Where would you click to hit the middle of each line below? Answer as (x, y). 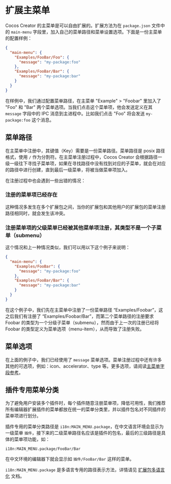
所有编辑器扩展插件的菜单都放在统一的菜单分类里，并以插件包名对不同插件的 (85, 409)
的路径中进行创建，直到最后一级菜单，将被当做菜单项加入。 (68, 170)
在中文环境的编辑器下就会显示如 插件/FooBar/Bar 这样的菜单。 (70, 459)
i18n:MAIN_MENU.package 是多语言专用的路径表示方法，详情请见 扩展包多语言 (85, 470)
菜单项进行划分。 (23, 416)
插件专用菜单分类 (32, 390)
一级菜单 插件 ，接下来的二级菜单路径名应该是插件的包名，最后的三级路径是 (83, 433)
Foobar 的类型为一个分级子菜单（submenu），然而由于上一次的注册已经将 (82, 322)
